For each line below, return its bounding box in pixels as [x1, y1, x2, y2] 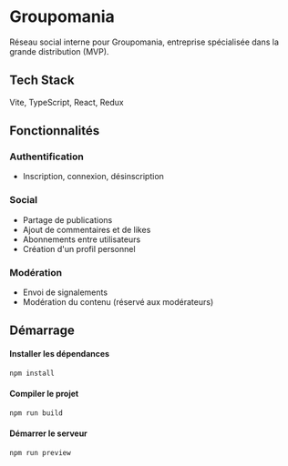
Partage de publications [22, 214, 113, 225]
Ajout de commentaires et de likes [22, 224, 151, 235]
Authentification [9, 150, 84, 163]
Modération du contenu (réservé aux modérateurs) [22, 297, 214, 308]
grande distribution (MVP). [9, 46, 109, 56]
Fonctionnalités [9, 123, 100, 138]
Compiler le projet [9, 389, 79, 400]
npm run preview [9, 448, 71, 457]
